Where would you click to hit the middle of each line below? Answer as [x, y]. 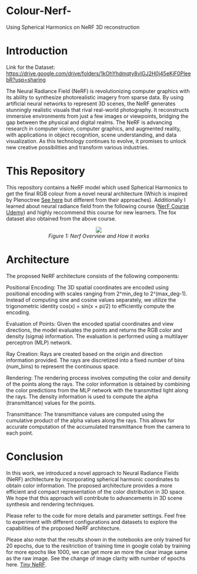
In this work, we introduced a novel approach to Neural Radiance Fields [93, 473]
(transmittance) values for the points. [51, 403]
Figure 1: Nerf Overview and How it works [99, 236]
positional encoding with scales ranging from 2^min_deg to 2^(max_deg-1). [97, 293]
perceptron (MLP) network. [39, 342]
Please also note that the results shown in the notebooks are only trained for [98, 539]
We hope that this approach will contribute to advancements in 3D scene [94, 498]
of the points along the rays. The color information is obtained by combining [98, 384]
